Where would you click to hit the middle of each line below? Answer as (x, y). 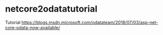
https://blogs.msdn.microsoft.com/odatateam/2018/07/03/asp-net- (90, 22)
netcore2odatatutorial (51, 9)
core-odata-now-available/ (33, 27)
